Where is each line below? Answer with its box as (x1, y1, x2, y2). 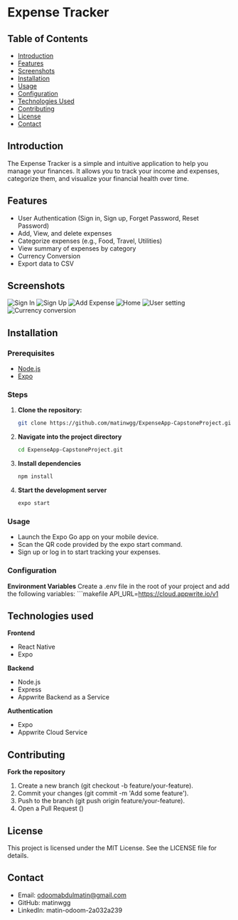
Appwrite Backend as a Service (17, 693, 110, 701)
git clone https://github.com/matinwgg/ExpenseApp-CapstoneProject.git (17, 419, 234, 427)
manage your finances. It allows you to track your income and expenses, (7, 167, 220, 175)
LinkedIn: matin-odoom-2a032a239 (17, 906, 123, 914)
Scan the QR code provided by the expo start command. (17, 540, 183, 549)
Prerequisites (7, 348, 55, 358)
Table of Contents (7, 33, 89, 45)
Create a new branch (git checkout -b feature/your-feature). (17, 781, 194, 790)
